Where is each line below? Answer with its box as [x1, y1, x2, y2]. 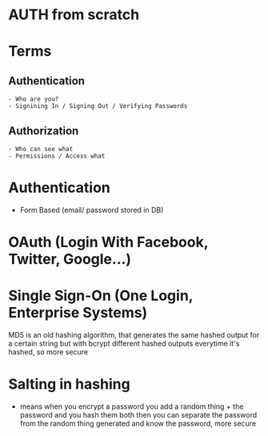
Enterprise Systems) [8, 304, 148, 322]
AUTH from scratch [8, 6, 140, 24]
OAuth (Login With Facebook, [8, 234, 209, 251]
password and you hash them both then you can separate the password [19, 410, 258, 419]
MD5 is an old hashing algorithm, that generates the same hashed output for [8, 330, 260, 340]
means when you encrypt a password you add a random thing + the [19, 402, 244, 411]
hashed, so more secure [8, 347, 89, 357]
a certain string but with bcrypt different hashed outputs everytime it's [8, 338, 240, 349]
